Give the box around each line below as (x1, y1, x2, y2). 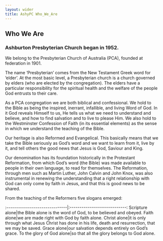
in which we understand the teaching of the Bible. (5, 126, 105, 132)
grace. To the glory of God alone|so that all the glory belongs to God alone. (5, 230, 156, 236)
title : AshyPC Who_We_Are (5, 12, 57, 17)
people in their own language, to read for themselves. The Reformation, (5, 165, 148, 171)
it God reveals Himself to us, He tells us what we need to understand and (5, 110, 151, 116)
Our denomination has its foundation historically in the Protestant (5, 155, 135, 161)
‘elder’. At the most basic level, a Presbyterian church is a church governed (5, 75, 155, 81)
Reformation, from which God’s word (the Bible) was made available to (5, 160, 146, 166)
